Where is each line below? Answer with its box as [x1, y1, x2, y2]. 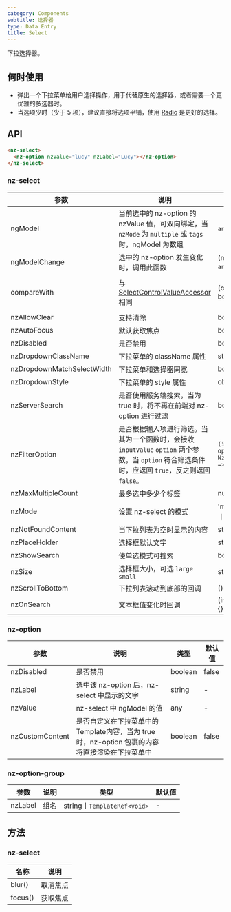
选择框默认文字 [118, 537, 167, 547]
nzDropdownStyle [10, 377, 69, 386]
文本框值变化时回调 [118, 599, 181, 609]
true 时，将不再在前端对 [118, 401, 196, 410]
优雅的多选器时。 [16, 99, 66, 108]
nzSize [10, 566, 33, 576]
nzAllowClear [10, 312, 54, 321]
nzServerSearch [10, 400, 63, 410]
